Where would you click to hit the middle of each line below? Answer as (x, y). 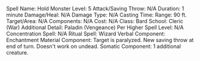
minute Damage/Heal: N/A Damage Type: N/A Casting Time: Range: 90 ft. (96, 15)
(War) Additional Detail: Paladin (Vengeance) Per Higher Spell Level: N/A (95, 27)
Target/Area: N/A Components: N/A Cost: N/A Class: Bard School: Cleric (95, 21)
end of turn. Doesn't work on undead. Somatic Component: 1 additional (93, 46)
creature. (17, 52)
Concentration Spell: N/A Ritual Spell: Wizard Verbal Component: (86, 34)
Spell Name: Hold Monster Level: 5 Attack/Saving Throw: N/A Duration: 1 (95, 9)
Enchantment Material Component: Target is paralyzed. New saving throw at (100, 40)
